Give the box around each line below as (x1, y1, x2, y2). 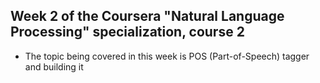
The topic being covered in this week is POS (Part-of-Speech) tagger (24, 50, 310, 62)
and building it (24, 60, 84, 73)
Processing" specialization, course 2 (10, 24, 245, 41)
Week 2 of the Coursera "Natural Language (10, 8, 285, 25)
